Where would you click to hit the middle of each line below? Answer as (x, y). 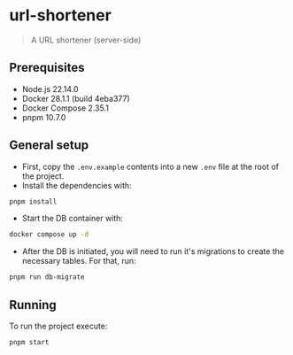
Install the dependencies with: (77, 185)
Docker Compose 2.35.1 (65, 108)
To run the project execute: (58, 326)
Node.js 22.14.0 (50, 89)
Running (33, 305)
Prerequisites (47, 68)
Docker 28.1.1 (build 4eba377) (76, 98)
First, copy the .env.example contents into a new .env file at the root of (150, 166)
